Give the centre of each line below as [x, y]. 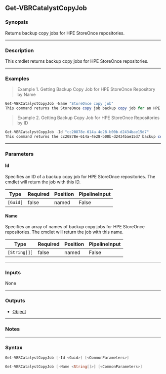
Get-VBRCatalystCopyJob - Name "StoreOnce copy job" [59, 104]
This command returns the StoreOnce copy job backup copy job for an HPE [83, 108]
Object [19, 311]
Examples [17, 79]
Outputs [15, 301]
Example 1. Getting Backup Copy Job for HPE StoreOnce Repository [86, 89]
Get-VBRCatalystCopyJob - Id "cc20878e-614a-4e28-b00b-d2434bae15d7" [77, 132]
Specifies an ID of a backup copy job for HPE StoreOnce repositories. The [80, 176]
